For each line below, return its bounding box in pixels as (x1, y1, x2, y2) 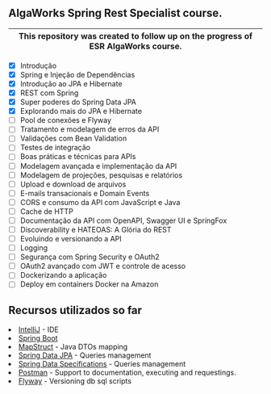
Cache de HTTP (19, 206, 74, 216)
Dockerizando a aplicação (19, 270, 107, 280)
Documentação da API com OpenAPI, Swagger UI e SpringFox (19, 216, 227, 225)
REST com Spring (19, 88, 79, 98)
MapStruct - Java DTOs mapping (19, 342, 128, 352)
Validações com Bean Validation (19, 133, 127, 144)
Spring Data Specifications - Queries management (19, 359, 186, 369)
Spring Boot (19, 333, 58, 343)
